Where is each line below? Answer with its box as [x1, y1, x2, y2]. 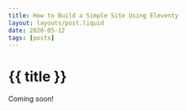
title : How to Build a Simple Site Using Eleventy [8, 11, 179, 20]
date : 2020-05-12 [8, 26, 66, 34]
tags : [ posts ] [8, 33, 55, 42]
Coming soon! [8, 94, 54, 104]
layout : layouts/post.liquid [8, 19, 104, 27]
